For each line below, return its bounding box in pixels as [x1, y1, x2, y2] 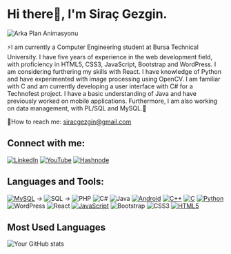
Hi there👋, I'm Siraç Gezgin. [7, 6, 168, 22]
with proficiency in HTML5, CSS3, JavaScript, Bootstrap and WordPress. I [7, 60, 217, 68]
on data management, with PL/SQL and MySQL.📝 [7, 104, 147, 113]
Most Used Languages [7, 221, 106, 233]
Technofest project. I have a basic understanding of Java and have [7, 89, 197, 97]
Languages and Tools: [7, 176, 105, 188]
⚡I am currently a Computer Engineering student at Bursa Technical [7, 43, 199, 51]
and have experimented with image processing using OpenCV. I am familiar [7, 75, 221, 83]
